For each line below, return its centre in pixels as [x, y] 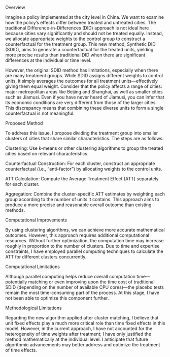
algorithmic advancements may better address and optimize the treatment [83, 345]
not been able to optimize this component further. [57, 298]
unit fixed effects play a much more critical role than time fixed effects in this [85, 323]
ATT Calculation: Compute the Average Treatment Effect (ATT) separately [82, 179]
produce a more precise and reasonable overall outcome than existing [78, 205]
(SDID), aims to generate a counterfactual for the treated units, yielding [79, 50]
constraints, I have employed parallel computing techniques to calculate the [84, 251]
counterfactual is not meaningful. [40, 113]
